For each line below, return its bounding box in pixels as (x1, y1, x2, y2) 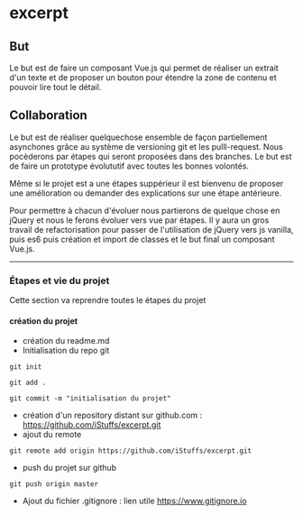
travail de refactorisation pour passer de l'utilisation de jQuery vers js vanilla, (9, 224, 294, 235)
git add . (9, 378, 47, 388)
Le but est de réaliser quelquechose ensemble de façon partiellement (9, 132, 268, 143)
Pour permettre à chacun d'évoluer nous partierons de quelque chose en (9, 205, 280, 216)
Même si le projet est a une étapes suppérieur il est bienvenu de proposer (9, 178, 284, 189)
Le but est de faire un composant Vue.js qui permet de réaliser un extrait (9, 62, 280, 73)
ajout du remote (22, 429, 82, 440)
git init (9, 363, 42, 372)
